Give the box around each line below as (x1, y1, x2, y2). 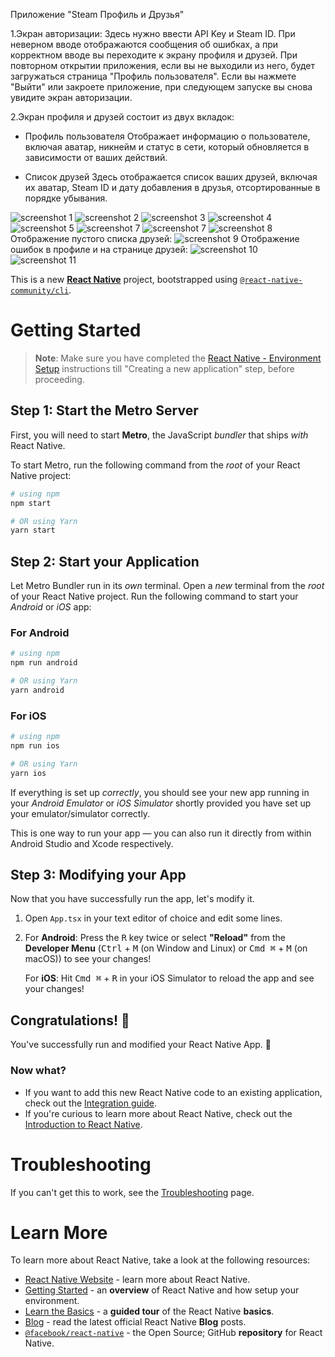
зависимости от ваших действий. (24, 152, 168, 163)
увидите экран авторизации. (10, 92, 133, 103)
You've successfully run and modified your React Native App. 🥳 (10, 1039, 272, 1051)
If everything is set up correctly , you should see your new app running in (10, 786, 310, 798)
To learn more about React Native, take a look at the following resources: (10, 1254, 311, 1266)
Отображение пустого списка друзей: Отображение (10, 233, 300, 244)
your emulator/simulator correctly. (10, 807, 151, 819)
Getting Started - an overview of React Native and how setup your (24, 1284, 300, 1296)
